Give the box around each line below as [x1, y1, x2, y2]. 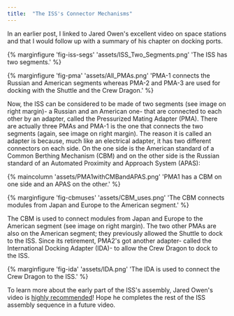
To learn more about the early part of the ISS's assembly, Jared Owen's [7, 285, 213, 294]
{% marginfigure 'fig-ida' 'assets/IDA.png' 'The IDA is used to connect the [7, 264, 220, 273]
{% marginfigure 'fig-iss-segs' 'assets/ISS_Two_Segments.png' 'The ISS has [7, 50, 228, 59]
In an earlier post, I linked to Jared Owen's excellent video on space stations [7, 29, 227, 38]
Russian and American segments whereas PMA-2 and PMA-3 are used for [7, 78, 221, 87]
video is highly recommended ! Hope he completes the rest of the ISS [7, 293, 206, 301]
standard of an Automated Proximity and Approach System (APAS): [7, 158, 200, 167]
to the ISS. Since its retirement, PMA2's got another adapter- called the [7, 236, 212, 245]
